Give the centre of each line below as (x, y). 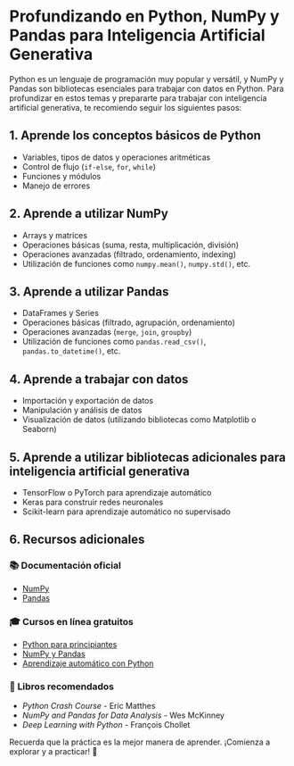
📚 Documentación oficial (65, 566)
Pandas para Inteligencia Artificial (137, 35)
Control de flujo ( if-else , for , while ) (89, 166)
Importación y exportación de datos (88, 401)
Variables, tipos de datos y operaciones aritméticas (116, 157)
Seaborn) (39, 429)
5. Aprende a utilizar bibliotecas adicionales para (148, 457)
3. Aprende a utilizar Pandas (89, 291)
